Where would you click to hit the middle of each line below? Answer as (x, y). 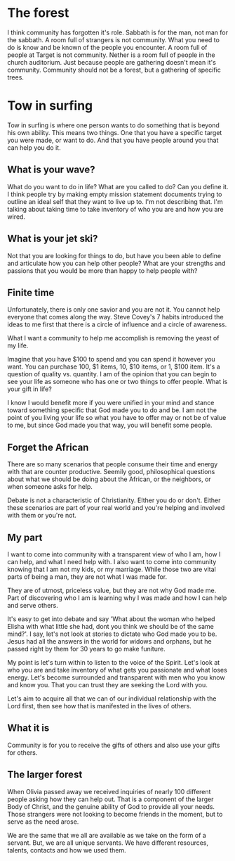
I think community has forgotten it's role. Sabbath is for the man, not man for (118, 32)
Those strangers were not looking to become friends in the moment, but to (115, 814)
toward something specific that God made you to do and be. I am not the (112, 410)
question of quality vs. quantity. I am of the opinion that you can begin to (112, 374)
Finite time (31, 292)
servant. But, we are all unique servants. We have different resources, (108, 843)
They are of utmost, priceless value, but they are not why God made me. (112, 590)
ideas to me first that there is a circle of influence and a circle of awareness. (117, 324)
